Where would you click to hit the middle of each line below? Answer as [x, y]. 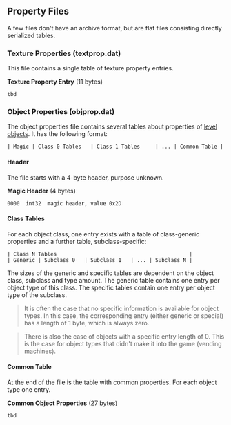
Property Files [38, 11]
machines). [40, 351]
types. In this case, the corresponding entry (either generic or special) [124, 315]
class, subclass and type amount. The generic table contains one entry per [114, 280]
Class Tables [26, 219]
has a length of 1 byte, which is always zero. [87, 323]
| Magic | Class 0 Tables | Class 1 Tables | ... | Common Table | [115, 147]
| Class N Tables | [100, 254]
